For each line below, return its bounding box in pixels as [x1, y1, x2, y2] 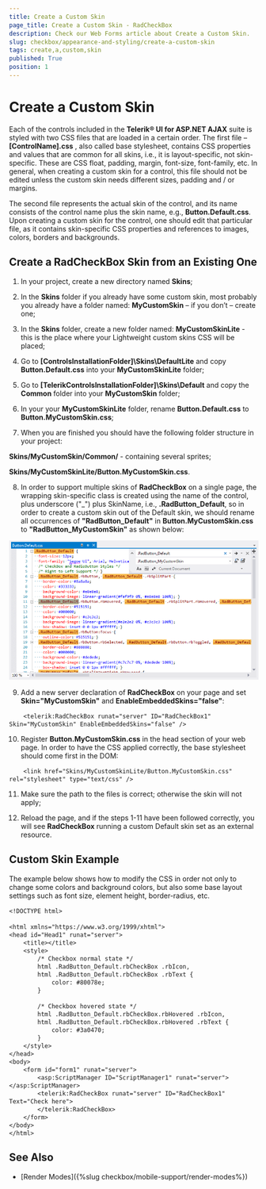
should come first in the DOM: [20, 750, 119, 761]
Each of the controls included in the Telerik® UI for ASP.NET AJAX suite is [9, 124, 253, 134]
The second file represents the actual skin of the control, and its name [9, 198, 238, 208]
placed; [20, 341, 46, 351]
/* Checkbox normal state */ [37, 954, 134, 963]
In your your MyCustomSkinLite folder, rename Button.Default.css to [20, 404, 249, 413]
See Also [9, 1151, 54, 1164]
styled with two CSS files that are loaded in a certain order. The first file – [9, 132, 248, 142]
